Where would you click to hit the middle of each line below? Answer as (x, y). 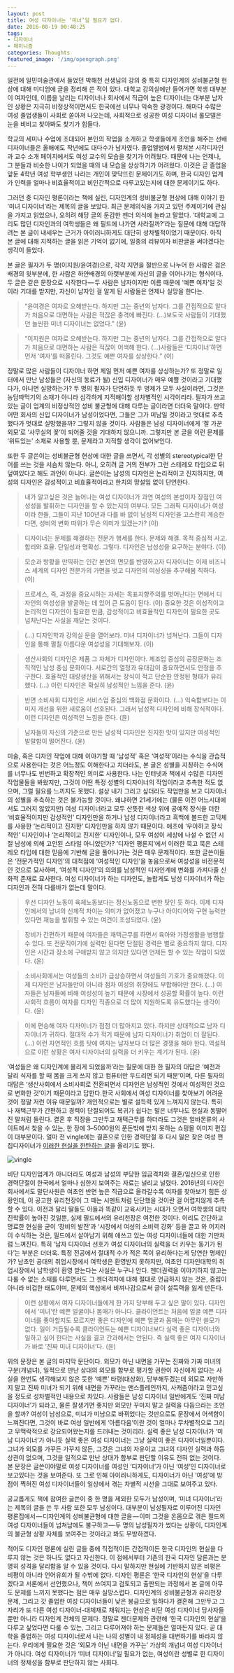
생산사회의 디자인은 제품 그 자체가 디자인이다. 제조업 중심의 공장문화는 (119, 658)
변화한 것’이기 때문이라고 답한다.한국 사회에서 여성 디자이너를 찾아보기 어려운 (119, 1092)
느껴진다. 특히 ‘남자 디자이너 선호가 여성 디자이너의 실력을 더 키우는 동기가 (115, 1244)
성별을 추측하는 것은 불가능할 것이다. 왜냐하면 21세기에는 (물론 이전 (105, 800)
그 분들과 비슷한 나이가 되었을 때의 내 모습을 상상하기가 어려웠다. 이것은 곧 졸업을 (117, 165)
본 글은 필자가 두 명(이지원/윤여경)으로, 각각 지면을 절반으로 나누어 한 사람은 (110, 265)
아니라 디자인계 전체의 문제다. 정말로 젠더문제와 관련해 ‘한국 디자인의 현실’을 (123, 1618)
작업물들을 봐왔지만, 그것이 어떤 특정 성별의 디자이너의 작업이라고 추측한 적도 (112, 782)
